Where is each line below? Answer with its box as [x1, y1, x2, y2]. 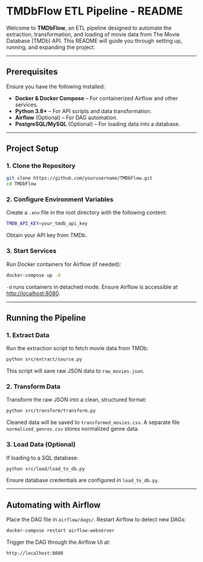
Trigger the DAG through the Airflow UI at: [6, 538, 111, 546]
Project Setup [6, 143, 59, 154]
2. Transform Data [6, 382, 61, 391]
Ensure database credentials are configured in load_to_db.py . [6, 477, 159, 484]
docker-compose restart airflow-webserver [6, 528, 115, 534]
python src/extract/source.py [6, 356, 83, 362]
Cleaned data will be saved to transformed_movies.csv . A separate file [6, 419, 180, 426]
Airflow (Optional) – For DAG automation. [14, 114, 118, 121]
